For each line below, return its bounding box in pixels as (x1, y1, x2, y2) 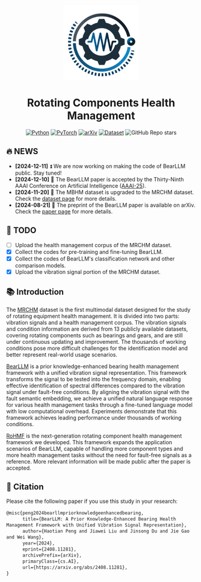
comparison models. (14, 262, 66, 269)
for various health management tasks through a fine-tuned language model (6, 401, 193, 409)
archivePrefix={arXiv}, (22, 552, 82, 558)
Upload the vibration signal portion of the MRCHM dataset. (14, 268, 161, 276)
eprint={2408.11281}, (22, 546, 77, 552)
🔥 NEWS (6, 146, 39, 157)
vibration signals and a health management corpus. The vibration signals (6, 318, 187, 326)
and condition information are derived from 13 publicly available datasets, (6, 325, 188, 332)
